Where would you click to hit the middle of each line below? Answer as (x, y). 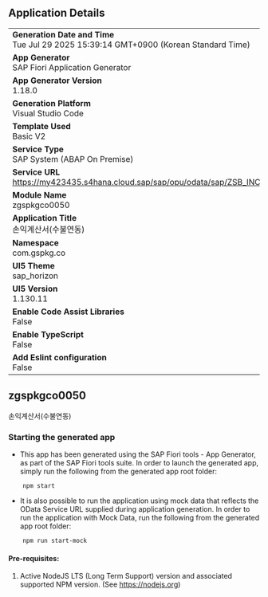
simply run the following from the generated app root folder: (118, 471)
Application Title (45, 218)
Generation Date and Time (63, 34)
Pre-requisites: (34, 558)
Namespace (36, 242)
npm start (39, 485)
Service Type (38, 149)
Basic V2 (29, 136)
